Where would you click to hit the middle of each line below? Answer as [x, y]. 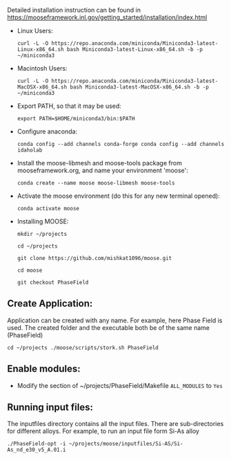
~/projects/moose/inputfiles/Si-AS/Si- [126, 444]
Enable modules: [44, 369]
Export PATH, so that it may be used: [69, 106]
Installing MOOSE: [43, 221]
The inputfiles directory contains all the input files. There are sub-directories [115, 424]
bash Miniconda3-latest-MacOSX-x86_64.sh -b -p [139, 87]
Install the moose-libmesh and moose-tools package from [100, 163]
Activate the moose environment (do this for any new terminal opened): [119, 196]
